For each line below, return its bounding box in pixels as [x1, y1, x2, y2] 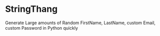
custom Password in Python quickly [5, 25, 78, 31]
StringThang [5, 3, 58, 15]
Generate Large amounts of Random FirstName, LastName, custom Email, [5, 20, 156, 26]
